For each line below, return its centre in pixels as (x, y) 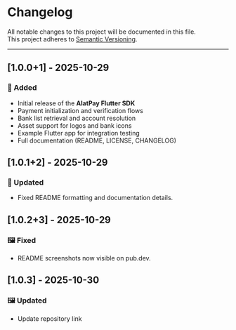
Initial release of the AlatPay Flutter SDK (76, 103)
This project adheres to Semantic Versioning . (72, 39)
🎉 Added (22, 88)
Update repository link (50, 318)
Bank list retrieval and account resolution (77, 118)
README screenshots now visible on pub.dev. (84, 258)
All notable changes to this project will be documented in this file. (102, 32)
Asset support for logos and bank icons (74, 125)
